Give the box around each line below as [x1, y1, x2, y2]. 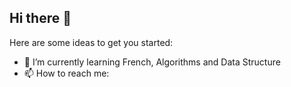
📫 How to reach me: [23, 67, 110, 79]
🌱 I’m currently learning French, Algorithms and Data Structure [23, 56, 281, 68]
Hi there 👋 [9, 10, 72, 27]
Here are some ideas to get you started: [9, 36, 174, 48]
